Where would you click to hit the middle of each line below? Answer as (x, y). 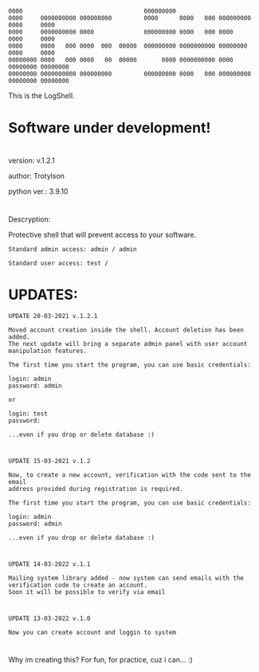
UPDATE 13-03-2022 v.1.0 (49, 619)
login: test (28, 414)
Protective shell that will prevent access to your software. (102, 234)
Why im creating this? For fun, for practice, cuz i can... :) (100, 660)
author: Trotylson (37, 175)
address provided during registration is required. (96, 489)
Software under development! (110, 128)
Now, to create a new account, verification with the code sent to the (129, 475)
